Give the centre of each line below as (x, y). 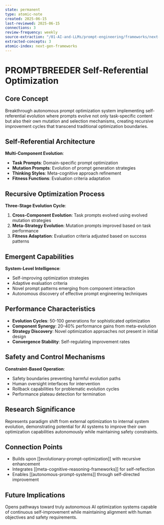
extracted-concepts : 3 (28, 42)
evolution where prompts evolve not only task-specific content (90, 116)
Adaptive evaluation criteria (40, 283)
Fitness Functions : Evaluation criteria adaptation (61, 178)
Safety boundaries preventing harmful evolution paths (66, 378)
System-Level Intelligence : (33, 269)
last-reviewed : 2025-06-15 (32, 23)
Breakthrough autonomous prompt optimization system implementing (75, 110)
